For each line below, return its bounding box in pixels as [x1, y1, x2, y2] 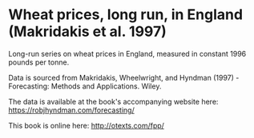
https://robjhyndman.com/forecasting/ [8, 105, 135, 115]
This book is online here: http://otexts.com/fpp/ [8, 120, 164, 130]
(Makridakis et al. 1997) [8, 22, 167, 41]
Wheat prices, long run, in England [8, 6, 243, 24]
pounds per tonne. [8, 57, 70, 67]
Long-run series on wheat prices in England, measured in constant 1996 [8, 49, 247, 58]
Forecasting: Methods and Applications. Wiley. [8, 81, 162, 91]
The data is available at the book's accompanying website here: [8, 97, 219, 106]
